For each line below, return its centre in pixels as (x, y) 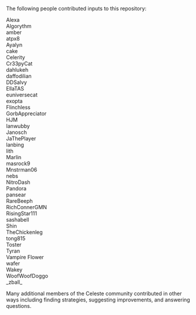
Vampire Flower (25, 257)
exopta (14, 101)
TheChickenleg (24, 232)
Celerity (16, 57)
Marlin (14, 157)
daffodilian (19, 76)
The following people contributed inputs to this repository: (76, 9)
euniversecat (22, 95)
